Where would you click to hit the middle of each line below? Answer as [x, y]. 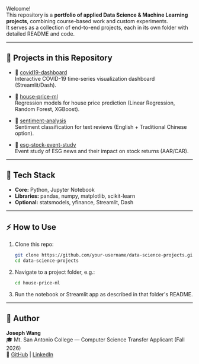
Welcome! [18, 9]
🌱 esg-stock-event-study [45, 144]
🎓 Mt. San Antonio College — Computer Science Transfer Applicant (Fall [95, 339]
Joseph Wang [24, 333]
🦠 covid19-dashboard [41, 72]
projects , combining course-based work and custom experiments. [87, 21]
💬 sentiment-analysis [40, 121]
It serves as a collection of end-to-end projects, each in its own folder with [97, 27]
